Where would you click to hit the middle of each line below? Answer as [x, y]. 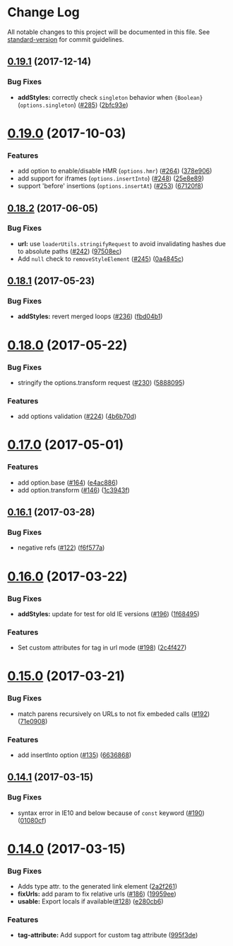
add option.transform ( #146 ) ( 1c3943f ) [74, 490]
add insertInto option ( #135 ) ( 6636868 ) [74, 755]
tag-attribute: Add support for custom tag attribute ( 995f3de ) [108, 935]
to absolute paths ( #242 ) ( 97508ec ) [70, 251]
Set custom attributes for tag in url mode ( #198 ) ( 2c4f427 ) [102, 647]
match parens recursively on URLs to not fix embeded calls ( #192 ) [114, 714]
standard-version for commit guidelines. [66, 39]
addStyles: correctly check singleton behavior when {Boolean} [110, 97]
